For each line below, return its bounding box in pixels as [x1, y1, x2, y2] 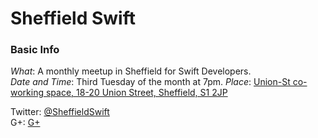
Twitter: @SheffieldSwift [10, 106, 110, 118]
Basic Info [10, 43, 60, 57]
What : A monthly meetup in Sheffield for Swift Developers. [10, 65, 252, 77]
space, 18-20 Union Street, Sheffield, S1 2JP [45, 87, 228, 99]
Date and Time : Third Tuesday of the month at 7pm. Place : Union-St [10, 76, 291, 88]
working [10, 87, 45, 99]
